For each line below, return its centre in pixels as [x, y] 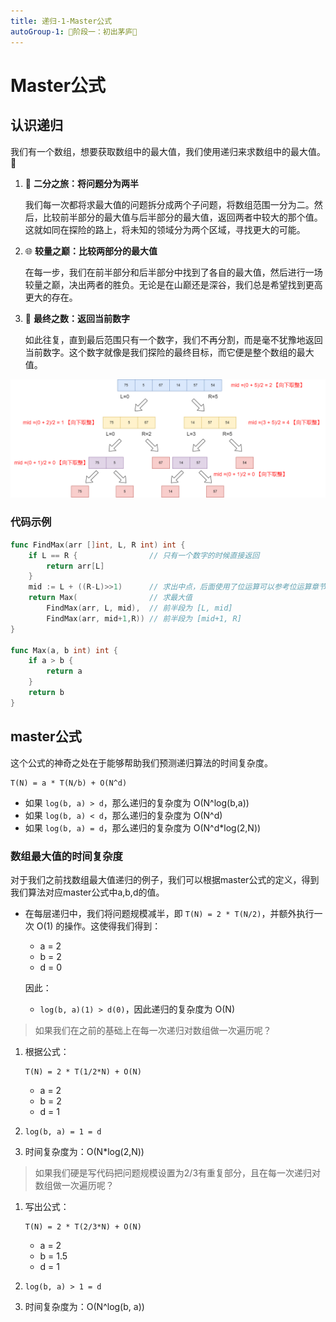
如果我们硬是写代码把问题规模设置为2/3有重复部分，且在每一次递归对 [178, 1172]
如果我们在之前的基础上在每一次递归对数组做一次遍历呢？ [153, 1030]
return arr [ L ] [75, 566]
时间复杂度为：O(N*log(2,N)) [84, 1151]
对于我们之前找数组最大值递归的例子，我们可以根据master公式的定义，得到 [165, 879]
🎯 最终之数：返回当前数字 [77, 318]
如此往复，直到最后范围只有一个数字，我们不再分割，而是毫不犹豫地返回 [173, 339]
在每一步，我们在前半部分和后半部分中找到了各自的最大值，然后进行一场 [173, 272]
